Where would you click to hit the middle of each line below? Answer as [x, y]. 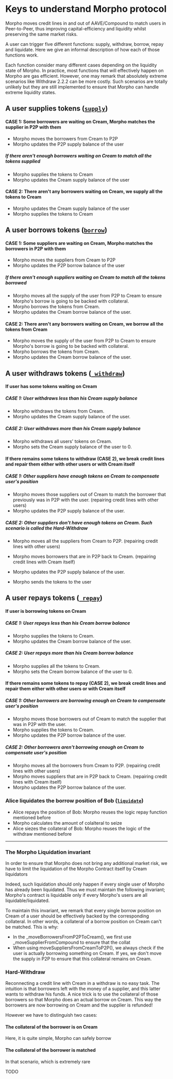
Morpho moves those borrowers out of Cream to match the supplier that [89, 719]
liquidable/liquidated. [28, 900]
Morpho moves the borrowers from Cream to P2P [65, 138]
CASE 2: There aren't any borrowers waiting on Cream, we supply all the [84, 191]
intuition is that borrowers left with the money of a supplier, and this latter [83, 989]
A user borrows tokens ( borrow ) [56, 230]
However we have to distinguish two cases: [51, 1015]
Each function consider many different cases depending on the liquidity [81, 65]
